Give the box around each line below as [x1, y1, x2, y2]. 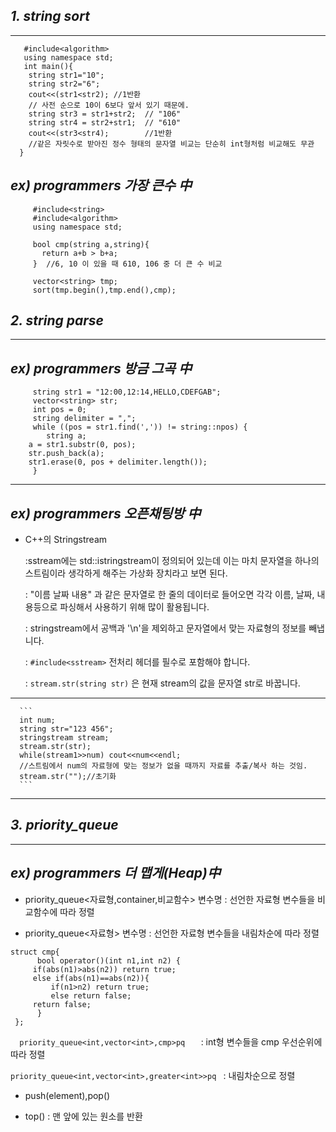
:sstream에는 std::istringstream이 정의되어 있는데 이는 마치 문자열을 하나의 [24, 555, 320, 567]
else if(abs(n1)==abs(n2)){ [32, 973, 150, 983]
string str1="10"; [28, 70, 105, 80]
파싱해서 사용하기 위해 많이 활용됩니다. [59, 601, 210, 613]
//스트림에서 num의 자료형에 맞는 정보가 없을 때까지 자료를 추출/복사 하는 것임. [19, 761, 308, 771]
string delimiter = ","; [32, 414, 137, 424]
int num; [19, 715, 56, 726]
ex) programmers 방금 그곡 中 [10, 360, 192, 377]
